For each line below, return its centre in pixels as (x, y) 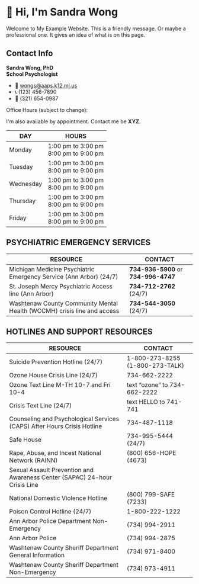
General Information (37, 555)
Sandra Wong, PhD (30, 68)
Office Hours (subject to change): (47, 110)
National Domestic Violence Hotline (58, 498)
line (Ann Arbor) (32, 294)
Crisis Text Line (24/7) (41, 406)
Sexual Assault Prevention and (51, 470)
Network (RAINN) (33, 460)
